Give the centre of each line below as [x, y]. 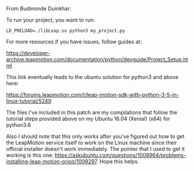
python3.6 [19, 125]
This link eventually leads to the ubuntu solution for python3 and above [92, 77]
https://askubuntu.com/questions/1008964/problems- [121, 155]
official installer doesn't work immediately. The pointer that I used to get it [96, 149]
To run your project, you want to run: [51, 20]
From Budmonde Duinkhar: [39, 9]
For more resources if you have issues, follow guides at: [74, 42]
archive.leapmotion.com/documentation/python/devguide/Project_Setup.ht [97, 59]
